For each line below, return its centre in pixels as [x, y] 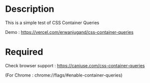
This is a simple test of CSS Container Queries [52, 23]
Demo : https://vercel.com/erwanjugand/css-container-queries [69, 32]
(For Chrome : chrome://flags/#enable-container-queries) [64, 75]
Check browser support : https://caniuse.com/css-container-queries [75, 65]
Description [30, 9]
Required [24, 52]
